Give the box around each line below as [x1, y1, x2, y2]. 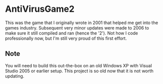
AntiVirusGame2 [5, 3, 75, 15]
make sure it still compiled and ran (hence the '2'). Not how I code [5, 30, 139, 36]
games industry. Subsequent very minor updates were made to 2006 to [5, 25, 149, 30]
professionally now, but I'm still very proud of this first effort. [5, 35, 127, 41]
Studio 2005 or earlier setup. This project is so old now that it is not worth [5, 68, 154, 74]
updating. [5, 73, 24, 79]
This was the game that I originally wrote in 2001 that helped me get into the [5, 20, 158, 26]
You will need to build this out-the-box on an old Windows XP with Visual [5, 62, 152, 68]
